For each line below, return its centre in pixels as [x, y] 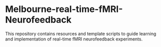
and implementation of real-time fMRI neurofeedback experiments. [74, 39]
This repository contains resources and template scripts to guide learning [81, 33]
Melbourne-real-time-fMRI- [64, 9]
